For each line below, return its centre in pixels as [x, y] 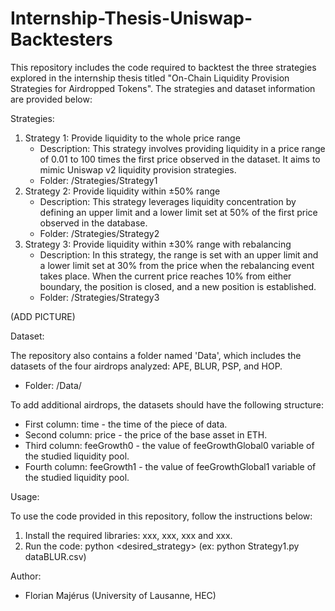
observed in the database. [93, 223]
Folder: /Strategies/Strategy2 [99, 233]
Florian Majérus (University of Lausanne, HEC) [120, 595]
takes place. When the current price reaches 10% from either [165, 276]
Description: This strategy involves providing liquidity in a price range [182, 148]
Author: [26, 576]
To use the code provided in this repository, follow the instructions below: [161, 516]
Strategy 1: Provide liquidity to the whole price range [132, 138]
